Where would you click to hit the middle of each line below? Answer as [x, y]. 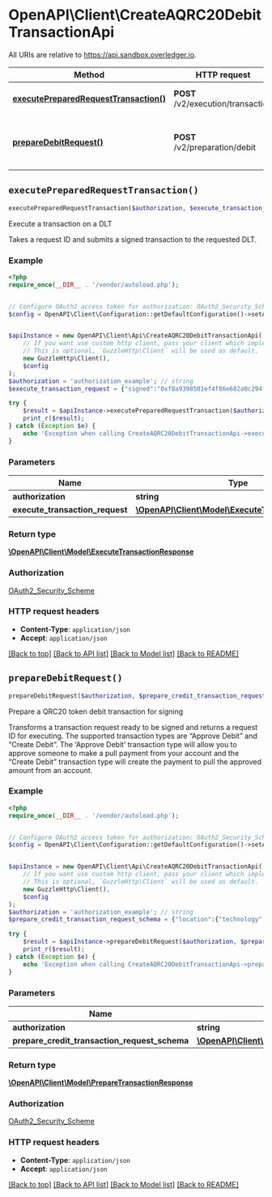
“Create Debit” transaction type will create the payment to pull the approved [135, 762]
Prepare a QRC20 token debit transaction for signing [96, 711]
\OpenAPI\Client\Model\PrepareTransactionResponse [101, 1082]
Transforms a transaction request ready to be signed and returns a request [133, 727]
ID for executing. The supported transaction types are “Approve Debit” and [133, 736]
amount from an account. [51, 770]
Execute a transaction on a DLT [60, 223]
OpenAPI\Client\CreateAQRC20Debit [135, 15]
